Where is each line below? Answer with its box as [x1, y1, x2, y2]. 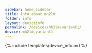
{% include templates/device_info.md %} [5, 43, 88, 48]
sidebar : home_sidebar [5, 7, 51, 12]
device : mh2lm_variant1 [5, 29, 54, 34]
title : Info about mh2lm [5, 12, 55, 16]
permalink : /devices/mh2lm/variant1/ [5, 25, 82, 30]
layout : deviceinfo [5, 20, 45, 26]
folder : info [5, 16, 32, 21]
